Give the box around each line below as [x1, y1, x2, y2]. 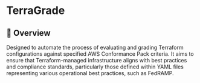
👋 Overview [6, 28, 51, 38]
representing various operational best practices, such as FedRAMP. [6, 70, 174, 76]
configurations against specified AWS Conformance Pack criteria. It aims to [6, 50, 195, 58]
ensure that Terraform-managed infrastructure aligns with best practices [6, 57, 187, 64]
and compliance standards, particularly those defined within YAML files [6, 63, 184, 70]
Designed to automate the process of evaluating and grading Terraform [6, 44, 184, 51]
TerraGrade [6, 4, 65, 18]
